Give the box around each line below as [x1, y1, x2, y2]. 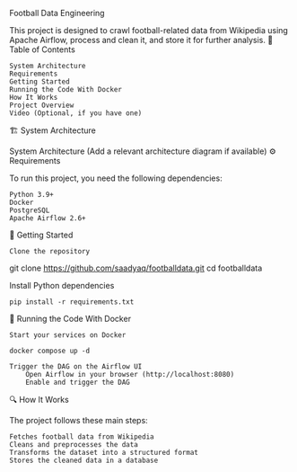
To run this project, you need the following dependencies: [9, 173, 223, 183]
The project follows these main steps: [9, 415, 148, 425]
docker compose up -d [9, 346, 91, 355]
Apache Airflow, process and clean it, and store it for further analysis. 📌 [9, 35, 274, 45]
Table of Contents [9, 44, 76, 55]
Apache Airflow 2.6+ [9, 214, 87, 223]
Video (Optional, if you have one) [9, 109, 143, 118]
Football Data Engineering [9, 8, 105, 18]
